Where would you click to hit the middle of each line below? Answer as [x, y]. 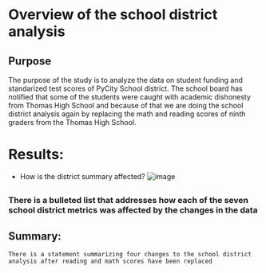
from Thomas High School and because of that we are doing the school [126, 105]
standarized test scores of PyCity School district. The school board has [125, 88]
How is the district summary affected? [82, 176]
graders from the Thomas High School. [73, 122]
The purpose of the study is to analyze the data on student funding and [126, 80]
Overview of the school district [113, 15]
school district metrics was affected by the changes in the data [133, 210]
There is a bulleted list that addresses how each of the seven [129, 201]
